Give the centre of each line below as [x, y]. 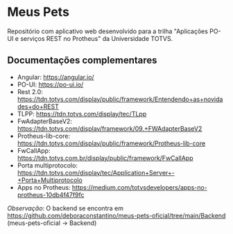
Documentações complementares [82, 61]
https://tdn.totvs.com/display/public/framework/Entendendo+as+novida [120, 99]
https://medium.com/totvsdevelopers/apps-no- [140, 187]
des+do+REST [38, 106]
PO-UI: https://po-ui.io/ [50, 84]
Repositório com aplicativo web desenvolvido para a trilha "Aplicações [107, 31]
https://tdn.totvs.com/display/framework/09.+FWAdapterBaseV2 [110, 128]
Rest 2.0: [30, 91]
